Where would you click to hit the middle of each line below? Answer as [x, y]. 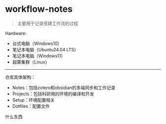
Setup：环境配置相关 [34, 100]
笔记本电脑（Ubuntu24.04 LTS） [45, 49]
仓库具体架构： [20, 77]
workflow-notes [39, 9]
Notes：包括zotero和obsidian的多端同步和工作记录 [64, 87]
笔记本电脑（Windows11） [39, 56]
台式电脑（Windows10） [37, 43]
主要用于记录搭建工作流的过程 [47, 23]
